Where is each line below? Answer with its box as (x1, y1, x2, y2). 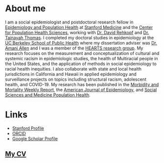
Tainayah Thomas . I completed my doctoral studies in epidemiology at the (5, 35, 154, 41)
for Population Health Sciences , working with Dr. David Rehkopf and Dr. (5, 29, 149, 35)
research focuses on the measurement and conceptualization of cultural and (5, 50, 160, 56)
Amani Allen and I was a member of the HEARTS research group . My (5, 45, 143, 51)
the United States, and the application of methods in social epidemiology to (5, 61, 157, 67)
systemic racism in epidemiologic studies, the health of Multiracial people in (5, 55, 158, 61)
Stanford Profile (12, 125, 44, 131)
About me (5, 3, 46, 14)
